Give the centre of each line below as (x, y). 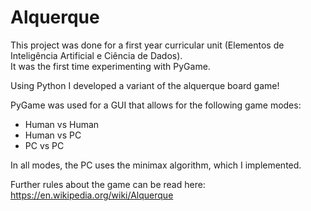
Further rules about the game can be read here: (108, 184)
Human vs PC (53, 135)
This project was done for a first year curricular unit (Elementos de (147, 45)
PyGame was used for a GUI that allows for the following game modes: (156, 105)
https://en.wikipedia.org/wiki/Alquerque (92, 195)
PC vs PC (44, 145)
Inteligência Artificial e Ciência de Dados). (96, 55)
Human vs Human (62, 124)
